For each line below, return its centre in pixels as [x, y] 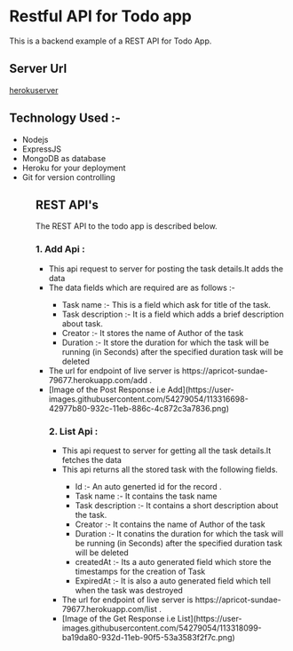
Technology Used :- [65, 118]
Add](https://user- [201, 389]
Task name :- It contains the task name [146, 496]
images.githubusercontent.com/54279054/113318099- [162, 628]
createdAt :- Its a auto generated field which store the [173, 561]
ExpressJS [42, 149]
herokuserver [34, 90]
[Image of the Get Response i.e [119, 618]
